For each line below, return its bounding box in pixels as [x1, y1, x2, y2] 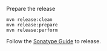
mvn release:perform [6, 27, 59, 33]
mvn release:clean [6, 17, 53, 23]
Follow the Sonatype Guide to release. [6, 38, 102, 44]
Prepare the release [6, 5, 56, 12]
